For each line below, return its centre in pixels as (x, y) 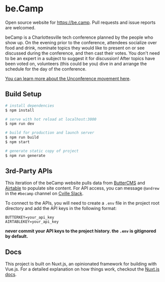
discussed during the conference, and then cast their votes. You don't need (82, 53)
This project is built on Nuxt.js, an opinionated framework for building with (81, 264)
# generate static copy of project (42, 151)
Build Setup (23, 94)
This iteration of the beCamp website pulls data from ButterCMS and (75, 183)
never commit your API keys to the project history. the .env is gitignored (81, 231)
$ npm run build (22, 138)
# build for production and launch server (50, 133)
